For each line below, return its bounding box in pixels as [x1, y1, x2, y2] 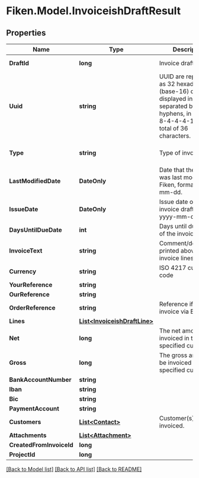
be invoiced [159, 359, 192, 367]
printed [159, 247, 179, 254]
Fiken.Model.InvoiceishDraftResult [6, 4, 181, 18]
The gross [159, 351, 188, 359]
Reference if [159, 300, 194, 308]
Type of [159, 149, 181, 157]
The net [159, 327, 181, 334]
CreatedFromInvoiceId [9, 441, 74, 449]
